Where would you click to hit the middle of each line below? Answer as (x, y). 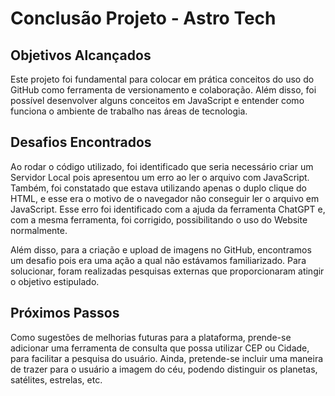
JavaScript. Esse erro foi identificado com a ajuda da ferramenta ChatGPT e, (168, 209)
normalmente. (39, 230)
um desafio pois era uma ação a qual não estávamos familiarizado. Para (158, 260)
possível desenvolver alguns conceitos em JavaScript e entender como (157, 100)
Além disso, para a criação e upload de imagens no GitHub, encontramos (161, 249)
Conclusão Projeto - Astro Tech (143, 18)
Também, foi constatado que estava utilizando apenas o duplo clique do (159, 188)
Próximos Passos (65, 313)
